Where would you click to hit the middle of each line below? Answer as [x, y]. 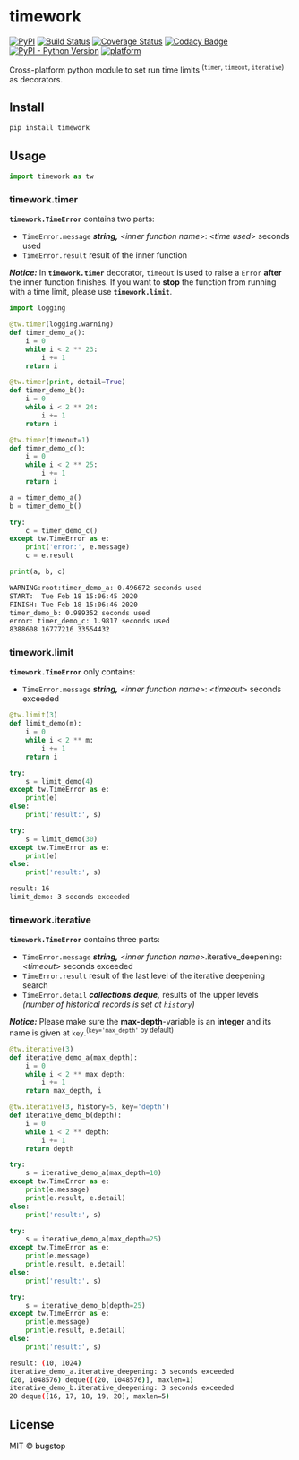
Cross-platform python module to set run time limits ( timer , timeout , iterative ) [147, 69]
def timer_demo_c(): [48, 448]
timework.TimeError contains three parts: [85, 940]
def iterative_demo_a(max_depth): [74, 1057]
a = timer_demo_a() [46, 498]
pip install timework [50, 128]
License [32, 1425]
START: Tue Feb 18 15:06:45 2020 [74, 596]
